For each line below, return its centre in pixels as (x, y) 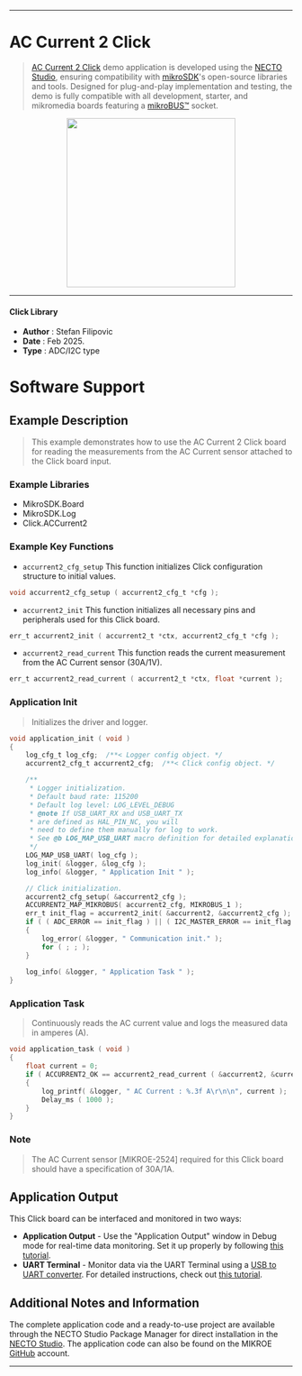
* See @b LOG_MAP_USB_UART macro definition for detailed (140, 839)
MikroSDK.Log (49, 514)
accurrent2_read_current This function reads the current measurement (154, 653)
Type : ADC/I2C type (61, 351)
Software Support (77, 387)
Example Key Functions (62, 546)
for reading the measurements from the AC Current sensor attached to (162, 452)
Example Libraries (49, 485)
